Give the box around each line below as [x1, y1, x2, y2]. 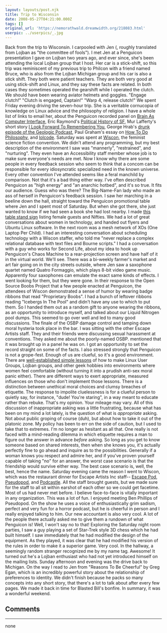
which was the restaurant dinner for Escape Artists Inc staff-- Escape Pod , [5, 474, 158, 480]
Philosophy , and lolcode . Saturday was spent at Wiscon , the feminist [5, 134, 146, 140]
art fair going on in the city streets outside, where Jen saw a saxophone [5, 262, 152, 268]
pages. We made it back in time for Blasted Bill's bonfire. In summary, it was [5, 585, 161, 591]
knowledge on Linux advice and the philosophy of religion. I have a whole [5, 108, 156, 114]
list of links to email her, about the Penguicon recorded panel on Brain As [5, 113, 155, 119]
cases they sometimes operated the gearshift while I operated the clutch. [5, 87, 155, 92]
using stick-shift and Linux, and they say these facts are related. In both [5, 81, 152, 87]
